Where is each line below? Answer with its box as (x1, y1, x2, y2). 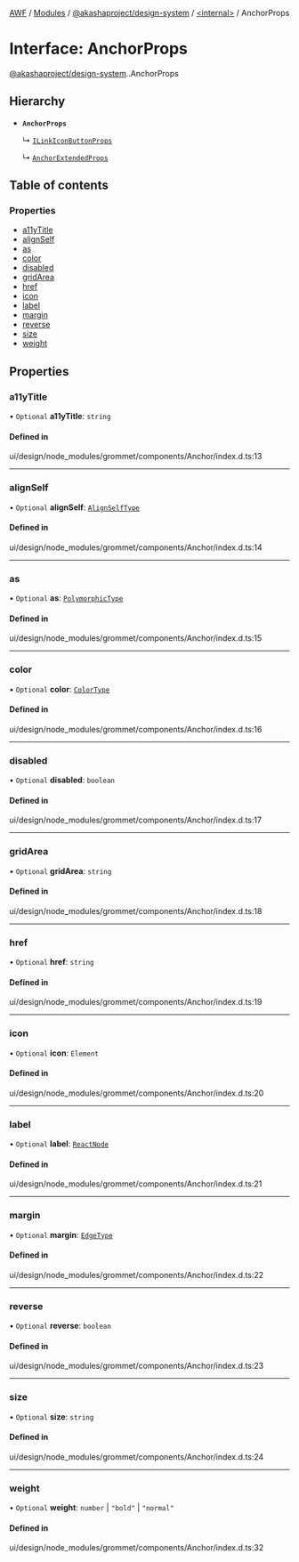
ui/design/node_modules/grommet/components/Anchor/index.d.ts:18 (9, 905, 263, 916)
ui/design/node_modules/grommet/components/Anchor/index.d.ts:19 (9, 997, 263, 1008)
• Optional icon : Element (9, 1048, 100, 1058)
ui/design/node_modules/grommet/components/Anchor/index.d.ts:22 (9, 1269, 264, 1280)
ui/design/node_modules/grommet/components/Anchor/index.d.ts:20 (9, 1088, 264, 1098)
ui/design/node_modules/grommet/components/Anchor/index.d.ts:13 (9, 451, 263, 462)
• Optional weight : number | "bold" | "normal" (9, 1502, 174, 1513)
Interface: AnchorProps (9, 39, 189, 59)
